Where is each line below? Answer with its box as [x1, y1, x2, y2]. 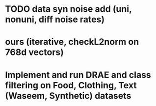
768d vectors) [5, 47, 64, 58]
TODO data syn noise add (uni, [5, 3, 132, 15]
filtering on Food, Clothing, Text [5, 79, 137, 91]
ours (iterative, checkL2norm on [5, 36, 139, 48]
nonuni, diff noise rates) [5, 14, 104, 25]
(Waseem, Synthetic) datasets [5, 90, 131, 101]
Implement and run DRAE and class [5, 69, 151, 80]
